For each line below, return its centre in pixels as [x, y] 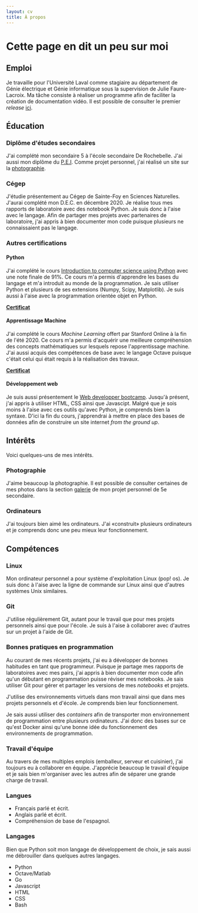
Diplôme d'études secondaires [51, 143]
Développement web [32, 384]
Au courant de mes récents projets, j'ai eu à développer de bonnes [87, 660]
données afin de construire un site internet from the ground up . [83, 422]
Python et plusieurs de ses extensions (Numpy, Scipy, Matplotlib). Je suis [95, 289]
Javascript [27, 886]
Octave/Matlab [33, 873]
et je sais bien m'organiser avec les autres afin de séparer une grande [91, 774]
